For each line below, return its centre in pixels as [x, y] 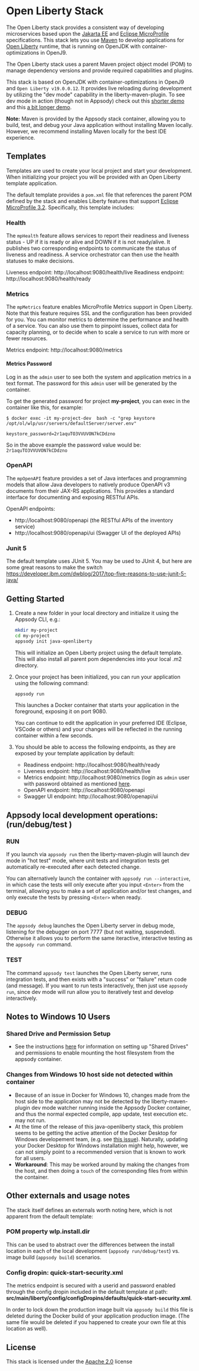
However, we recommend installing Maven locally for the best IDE [86, 131]
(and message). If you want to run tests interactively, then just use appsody [97, 985]
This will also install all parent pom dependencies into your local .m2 [98, 659]
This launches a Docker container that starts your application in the [97, 705]
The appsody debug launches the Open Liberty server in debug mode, [91, 926]
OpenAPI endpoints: [31, 508]
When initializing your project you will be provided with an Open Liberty [94, 177]
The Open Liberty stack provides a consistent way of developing [85, 27]
